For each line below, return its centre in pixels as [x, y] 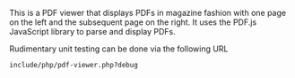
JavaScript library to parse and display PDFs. [93, 31]
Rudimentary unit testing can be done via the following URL [119, 49]
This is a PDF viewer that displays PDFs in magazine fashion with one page [148, 13]
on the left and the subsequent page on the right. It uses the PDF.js [133, 22]
